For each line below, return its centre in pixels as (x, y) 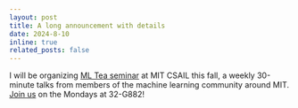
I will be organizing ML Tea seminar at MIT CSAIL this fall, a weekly (132, 75)
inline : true (33, 42)
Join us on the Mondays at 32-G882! (77, 95)
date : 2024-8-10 (39, 34)
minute (22, 85)
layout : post (33, 17)
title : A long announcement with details (87, 26)
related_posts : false (50, 50)
